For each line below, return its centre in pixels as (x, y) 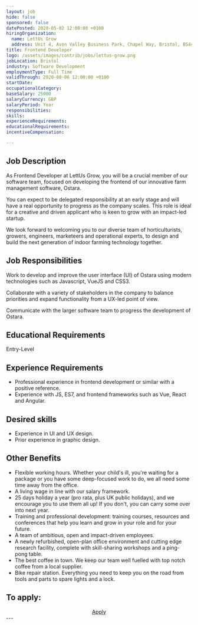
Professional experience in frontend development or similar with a (95, 382)
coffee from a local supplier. (49, 566)
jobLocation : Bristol (33, 61)
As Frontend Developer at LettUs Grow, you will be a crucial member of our (97, 175)
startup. (16, 218)
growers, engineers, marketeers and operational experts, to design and (92, 236)
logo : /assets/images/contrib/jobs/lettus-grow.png (71, 55)
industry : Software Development (46, 66)
